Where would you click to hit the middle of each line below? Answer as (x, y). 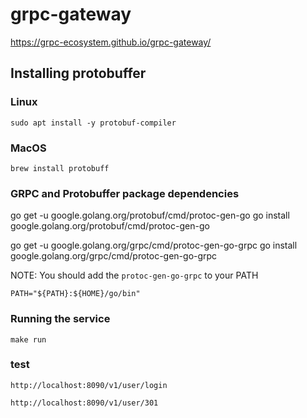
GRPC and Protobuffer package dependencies (125, 193)
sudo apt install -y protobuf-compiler (93, 123)
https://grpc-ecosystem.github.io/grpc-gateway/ (111, 42)
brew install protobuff (60, 168)
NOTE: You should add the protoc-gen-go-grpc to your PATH (134, 275)
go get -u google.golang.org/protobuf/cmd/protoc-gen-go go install (150, 215)
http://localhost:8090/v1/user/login (89, 385)
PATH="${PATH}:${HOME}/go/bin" (75, 294)
